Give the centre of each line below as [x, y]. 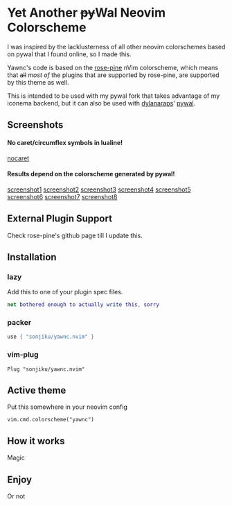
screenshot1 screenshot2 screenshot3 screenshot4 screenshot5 [99, 189]
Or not [16, 496]
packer [19, 323]
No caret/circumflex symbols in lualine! [65, 142]
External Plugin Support [60, 219]
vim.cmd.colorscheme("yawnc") [51, 420]
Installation [32, 257]
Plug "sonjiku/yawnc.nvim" [46, 369]
